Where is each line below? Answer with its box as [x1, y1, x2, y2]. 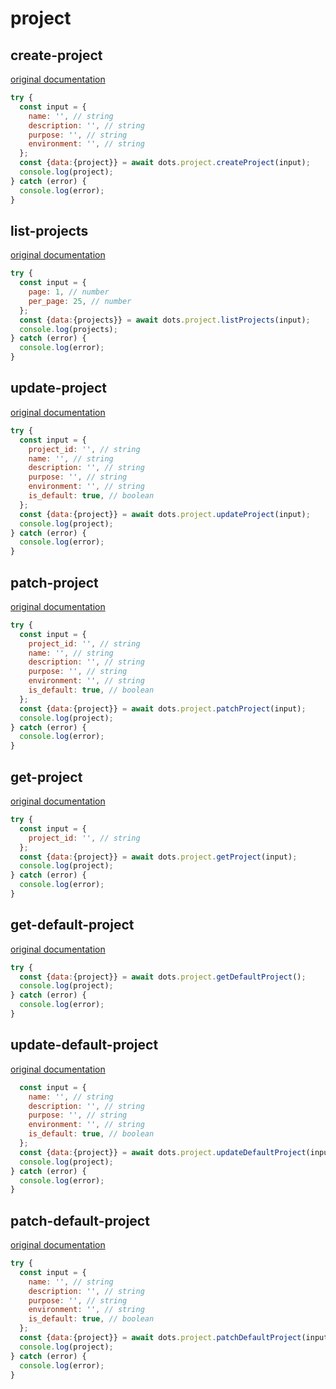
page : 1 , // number [28, 287, 110, 297]
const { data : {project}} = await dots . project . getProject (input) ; [19, 852, 298, 862]
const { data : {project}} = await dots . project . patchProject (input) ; [19, 703, 307, 714]
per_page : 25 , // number [28, 296, 132, 306]
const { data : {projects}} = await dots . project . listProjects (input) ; [19, 315, 311, 325]
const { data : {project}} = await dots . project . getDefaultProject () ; [19, 972, 307, 982]
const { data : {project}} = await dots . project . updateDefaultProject [19, 1147, 307, 1157]
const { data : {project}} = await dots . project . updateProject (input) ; [19, 509, 311, 519]
